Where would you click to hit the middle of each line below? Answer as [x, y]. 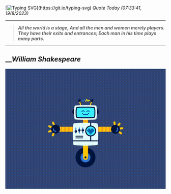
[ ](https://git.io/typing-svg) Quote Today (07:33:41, [74, 8]
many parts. [31, 39]
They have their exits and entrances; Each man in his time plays [87, 33]
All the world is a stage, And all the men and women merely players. [91, 28]
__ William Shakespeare [43, 59]
